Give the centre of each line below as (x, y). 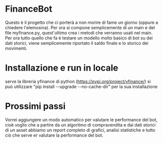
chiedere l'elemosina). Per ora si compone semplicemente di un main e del (80, 27)
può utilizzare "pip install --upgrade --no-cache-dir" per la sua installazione (81, 87)
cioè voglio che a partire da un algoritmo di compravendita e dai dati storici (81, 125)
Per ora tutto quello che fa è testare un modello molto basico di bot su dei (79, 38)
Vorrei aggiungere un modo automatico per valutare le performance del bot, (81, 120)
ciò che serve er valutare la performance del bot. (54, 135)
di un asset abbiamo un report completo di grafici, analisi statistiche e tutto (80, 130)
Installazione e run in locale (62, 68)
